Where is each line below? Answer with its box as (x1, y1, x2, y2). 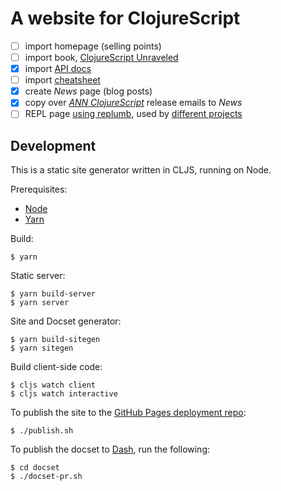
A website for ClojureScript (10, 7, 241, 30)
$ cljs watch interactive (10, 389, 118, 399)
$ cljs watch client (10, 380, 97, 391)
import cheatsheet (24, 74, 101, 86)
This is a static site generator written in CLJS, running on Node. (10, 164, 272, 176)
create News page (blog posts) (24, 85, 153, 97)
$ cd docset (10, 463, 60, 473)
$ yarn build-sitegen (10, 335, 101, 345)
